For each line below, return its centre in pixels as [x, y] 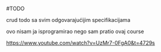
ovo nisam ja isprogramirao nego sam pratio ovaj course [75, 31]
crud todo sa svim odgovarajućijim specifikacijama [68, 20]
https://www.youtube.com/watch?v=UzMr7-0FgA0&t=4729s [80, 43]
